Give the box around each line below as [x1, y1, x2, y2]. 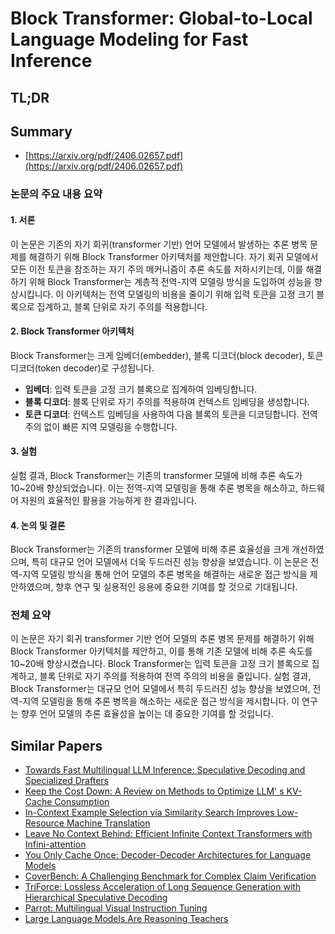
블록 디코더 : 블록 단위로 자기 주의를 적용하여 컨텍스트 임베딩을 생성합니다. [24, 395, 310, 407]
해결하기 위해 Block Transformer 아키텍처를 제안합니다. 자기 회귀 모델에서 [28, 250, 319, 262]
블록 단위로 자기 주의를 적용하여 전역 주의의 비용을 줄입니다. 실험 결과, [39, 670, 312, 682]
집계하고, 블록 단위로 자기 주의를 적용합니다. [36, 300, 208, 312]
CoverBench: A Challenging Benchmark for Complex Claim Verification [24, 870, 317, 882]
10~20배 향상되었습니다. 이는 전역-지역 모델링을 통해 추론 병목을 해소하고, [10, 482, 299, 494]
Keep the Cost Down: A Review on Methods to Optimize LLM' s [24, 785, 285, 797]
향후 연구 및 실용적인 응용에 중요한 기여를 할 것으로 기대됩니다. [55, 581, 298, 593]
